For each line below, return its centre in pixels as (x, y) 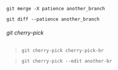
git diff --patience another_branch (53, 19)
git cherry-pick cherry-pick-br (62, 51)
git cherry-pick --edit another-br (67, 61)
